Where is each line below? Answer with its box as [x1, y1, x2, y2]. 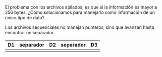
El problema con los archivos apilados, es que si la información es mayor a [5, 4, 158, 10]
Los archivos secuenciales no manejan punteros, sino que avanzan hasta [5, 24, 155, 30]
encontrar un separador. [5, 30, 55, 35]
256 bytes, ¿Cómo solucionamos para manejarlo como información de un [5, 9, 155, 15]
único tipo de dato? [5, 15, 45, 20]
